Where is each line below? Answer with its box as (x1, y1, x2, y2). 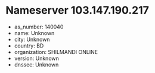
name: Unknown (14, 29, 55, 36)
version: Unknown (14, 55, 59, 62)
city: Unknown (14, 36, 50, 43)
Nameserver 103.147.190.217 (5, 4, 150, 17)
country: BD (14, 42, 44, 49)
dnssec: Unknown (14, 61, 59, 68)
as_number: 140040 (14, 23, 64, 30)
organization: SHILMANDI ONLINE (14, 48, 98, 55)
